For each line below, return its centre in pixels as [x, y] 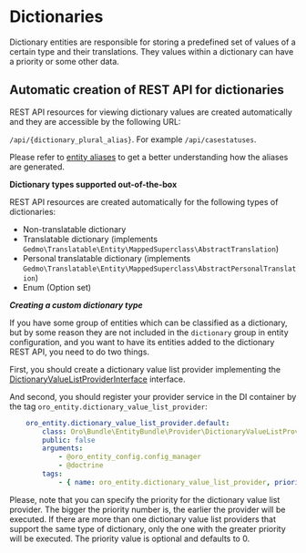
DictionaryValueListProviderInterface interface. [97, 379]
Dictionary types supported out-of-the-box [93, 184]
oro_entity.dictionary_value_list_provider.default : [128, 423]
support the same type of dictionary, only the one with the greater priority [148, 528]
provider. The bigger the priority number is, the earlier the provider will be [148, 509]
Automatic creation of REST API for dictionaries [147, 90]
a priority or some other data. [65, 61]
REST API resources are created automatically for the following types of [144, 201]
